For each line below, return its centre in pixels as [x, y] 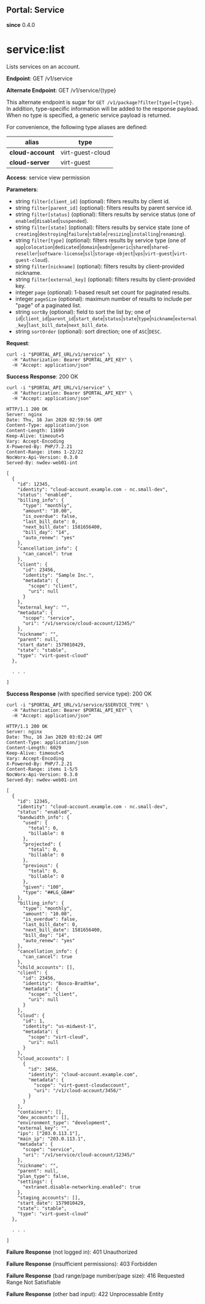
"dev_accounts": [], [43, 1117]
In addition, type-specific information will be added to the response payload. [103, 108]
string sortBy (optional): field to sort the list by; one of [83, 312]
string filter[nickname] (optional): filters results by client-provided [100, 266]
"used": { [35, 823]
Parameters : [22, 189]
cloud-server [30, 162]
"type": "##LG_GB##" [49, 892]
